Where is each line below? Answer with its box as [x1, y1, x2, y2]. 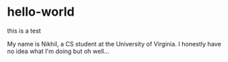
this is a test [7, 27, 41, 35]
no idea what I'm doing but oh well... [7, 47, 110, 55]
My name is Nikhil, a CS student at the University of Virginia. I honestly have [7, 40, 221, 48]
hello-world [7, 4, 75, 20]
